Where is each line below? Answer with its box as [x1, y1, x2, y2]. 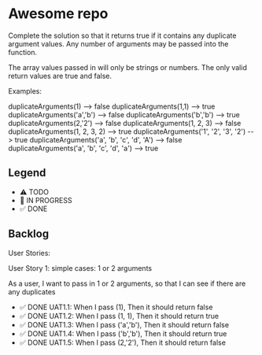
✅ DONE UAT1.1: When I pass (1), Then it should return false [19, 302, 213, 312]
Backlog [8, 227, 50, 241]
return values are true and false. [8, 71, 113, 80]
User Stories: [8, 248, 51, 257]
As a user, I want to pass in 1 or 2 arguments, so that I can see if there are [8, 279, 246, 288]
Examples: [8, 86, 42, 95]
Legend [8, 166, 46, 179]
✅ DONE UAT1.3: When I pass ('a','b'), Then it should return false [19, 320, 230, 329]
